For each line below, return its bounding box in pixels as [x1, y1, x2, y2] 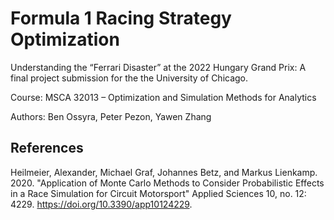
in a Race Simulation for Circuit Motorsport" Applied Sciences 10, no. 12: [10, 187, 307, 199]
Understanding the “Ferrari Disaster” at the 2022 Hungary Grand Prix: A [10, 61, 307, 73]
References [10, 140, 84, 157]
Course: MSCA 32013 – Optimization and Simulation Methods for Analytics [10, 91, 317, 103]
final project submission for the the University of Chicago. [10, 72, 249, 84]
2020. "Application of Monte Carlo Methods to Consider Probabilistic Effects [10, 177, 325, 189]
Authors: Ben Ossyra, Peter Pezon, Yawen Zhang [10, 110, 212, 122]
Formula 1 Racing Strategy [10, 7, 232, 30]
